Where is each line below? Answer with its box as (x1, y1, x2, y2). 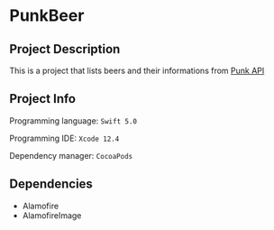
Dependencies (9, 177, 93, 192)
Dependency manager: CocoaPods (9, 150, 133, 161)
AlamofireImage (22, 209, 82, 221)
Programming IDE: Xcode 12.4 (9, 133, 120, 143)
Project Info (9, 91, 77, 106)
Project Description (9, 41, 121, 57)
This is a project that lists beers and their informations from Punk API (9, 65, 265, 76)
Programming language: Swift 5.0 (9, 115, 138, 126)
